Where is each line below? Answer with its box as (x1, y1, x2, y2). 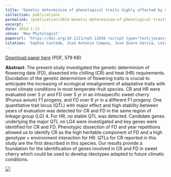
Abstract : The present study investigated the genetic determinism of (5, 64, 150, 70)
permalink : (5, 17, 28, 22)
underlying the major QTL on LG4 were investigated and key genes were (5, 118, 157, 125)
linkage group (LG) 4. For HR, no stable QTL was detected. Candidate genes (5, 113, 165, 119)
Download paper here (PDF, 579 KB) (5, 54, 81, 61)
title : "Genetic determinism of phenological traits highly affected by (5, 7, 163, 13)
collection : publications (5, 12, 60, 17)
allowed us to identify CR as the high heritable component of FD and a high (5, 129, 163, 135)
